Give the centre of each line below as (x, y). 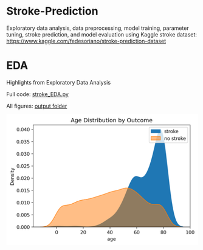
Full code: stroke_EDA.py (37, 94)
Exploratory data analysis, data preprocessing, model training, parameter (98, 28)
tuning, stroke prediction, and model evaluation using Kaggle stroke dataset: (102, 34)
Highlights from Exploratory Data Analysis (59, 82)
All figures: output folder (37, 106)
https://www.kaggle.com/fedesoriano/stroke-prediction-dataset (86, 41)
